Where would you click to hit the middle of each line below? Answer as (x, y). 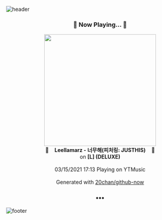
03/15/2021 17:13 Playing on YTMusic (100, 169)
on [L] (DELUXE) (100, 157)
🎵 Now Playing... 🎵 (100, 24)
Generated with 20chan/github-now (100, 182)
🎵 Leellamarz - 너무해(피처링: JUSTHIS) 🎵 (100, 150)
